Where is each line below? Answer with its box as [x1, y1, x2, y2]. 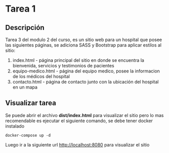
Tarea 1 [5, 3, 36, 15]
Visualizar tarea [5, 99, 57, 107]
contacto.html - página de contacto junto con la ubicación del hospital [12, 79, 159, 85]
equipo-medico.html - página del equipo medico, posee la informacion [12, 68, 160, 74]
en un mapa [12, 84, 38, 90]
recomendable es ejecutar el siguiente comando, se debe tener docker [5, 118, 153, 124]
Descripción [5, 23, 45, 32]
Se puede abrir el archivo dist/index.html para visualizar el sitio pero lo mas [5, 112, 164, 118]
